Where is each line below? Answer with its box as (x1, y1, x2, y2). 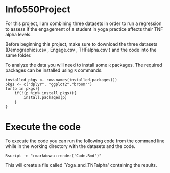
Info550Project (5, 4, 70, 15)
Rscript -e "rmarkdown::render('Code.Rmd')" (5, 153, 102, 158)
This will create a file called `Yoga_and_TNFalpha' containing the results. (5, 162, 157, 168)
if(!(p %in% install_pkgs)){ (14, 90, 77, 95)
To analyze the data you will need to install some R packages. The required (5, 62, 162, 68)
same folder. (5, 52, 32, 58)
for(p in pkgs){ (5, 86, 40, 91)
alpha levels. (5, 31, 32, 37)
